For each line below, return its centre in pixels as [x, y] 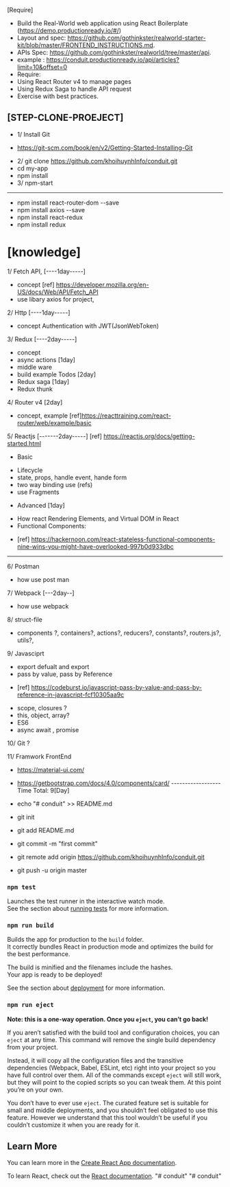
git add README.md [46, 830]
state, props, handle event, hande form [72, 477]
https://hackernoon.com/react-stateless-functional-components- [123, 539]
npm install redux [41, 224]
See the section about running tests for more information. [88, 909]
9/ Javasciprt [26, 653]
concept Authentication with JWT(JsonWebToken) [88, 326]
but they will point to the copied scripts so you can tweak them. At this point [114, 1082]
